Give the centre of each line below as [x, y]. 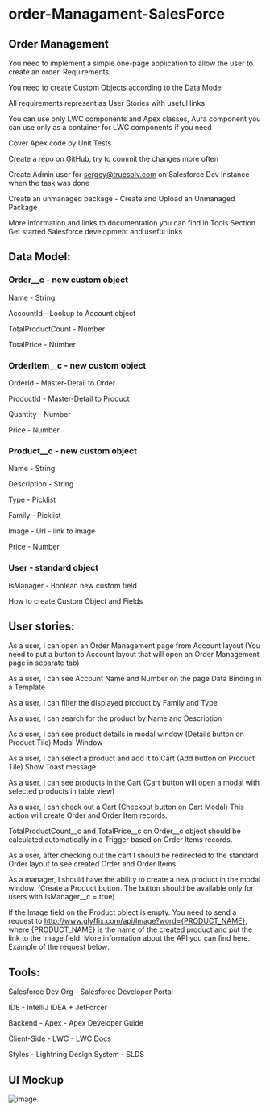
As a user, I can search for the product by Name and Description [115, 718]
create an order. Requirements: [60, 72]
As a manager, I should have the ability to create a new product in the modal [135, 880]
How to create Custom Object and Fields [76, 601]
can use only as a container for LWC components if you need [110, 127]
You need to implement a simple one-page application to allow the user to [131, 63]
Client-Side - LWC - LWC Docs [60, 1038]
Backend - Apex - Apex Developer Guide [76, 1023]
